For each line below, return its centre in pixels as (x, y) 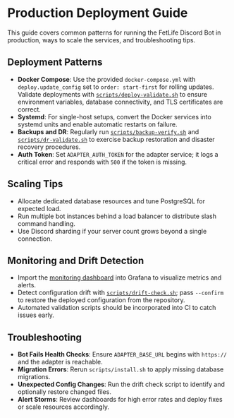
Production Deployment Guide (98, 13)
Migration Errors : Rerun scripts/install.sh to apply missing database (121, 369)
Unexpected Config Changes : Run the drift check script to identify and (121, 384)
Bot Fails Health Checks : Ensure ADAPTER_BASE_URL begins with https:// (122, 354)
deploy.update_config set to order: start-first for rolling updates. (116, 87)
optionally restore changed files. (64, 392)
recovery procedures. (49, 147)
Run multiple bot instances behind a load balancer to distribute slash (117, 216)
